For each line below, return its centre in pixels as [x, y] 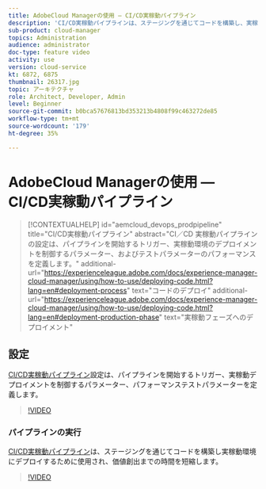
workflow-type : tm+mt [44, 119]
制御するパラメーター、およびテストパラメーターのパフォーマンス [149, 254]
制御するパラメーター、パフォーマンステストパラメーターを [154, 384]
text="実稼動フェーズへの [205, 317]
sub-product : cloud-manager [55, 30]
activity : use [32, 60]
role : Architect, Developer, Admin [67, 97]
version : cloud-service [47, 67]
